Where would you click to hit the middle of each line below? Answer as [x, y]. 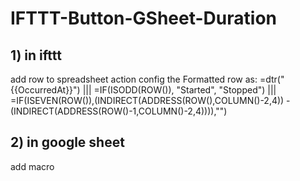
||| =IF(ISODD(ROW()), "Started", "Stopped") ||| [179, 90]
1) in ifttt [36, 55]
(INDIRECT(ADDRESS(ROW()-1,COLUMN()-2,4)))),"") [119, 111]
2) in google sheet [67, 142]
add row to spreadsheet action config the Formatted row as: [134, 79]
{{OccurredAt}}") [45, 90]
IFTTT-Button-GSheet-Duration [143, 18]
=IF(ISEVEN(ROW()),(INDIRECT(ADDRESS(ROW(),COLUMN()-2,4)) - [150, 100]
